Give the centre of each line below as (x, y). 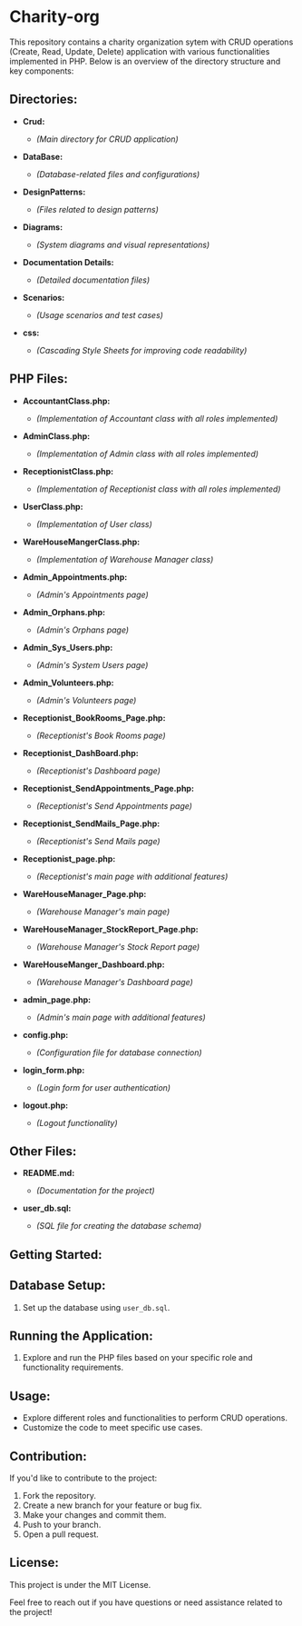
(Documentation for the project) (96, 1191)
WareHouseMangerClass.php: (81, 542)
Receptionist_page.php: (69, 858)
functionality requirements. (73, 1367)
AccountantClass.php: (66, 401)
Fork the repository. (59, 1496)
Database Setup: (58, 1286)
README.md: (49, 1173)
